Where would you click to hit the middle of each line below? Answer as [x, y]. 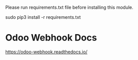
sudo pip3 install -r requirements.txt [43, 17]
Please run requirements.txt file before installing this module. [70, 7]
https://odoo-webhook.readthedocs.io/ [47, 52]
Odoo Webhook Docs [51, 38]
